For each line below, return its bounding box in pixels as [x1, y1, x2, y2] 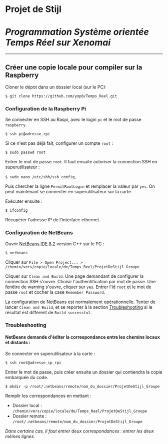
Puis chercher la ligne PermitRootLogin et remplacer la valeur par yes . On [5, 183, 155, 189]
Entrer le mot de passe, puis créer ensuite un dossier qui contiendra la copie [5, 369, 162, 375]
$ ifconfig [5, 208, 28, 213]
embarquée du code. [5, 374, 48, 380]
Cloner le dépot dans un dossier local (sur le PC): [5, 84, 106, 90]
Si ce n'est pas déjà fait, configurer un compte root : [5, 140, 113, 146]
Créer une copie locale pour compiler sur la [5, 63, 142, 71]
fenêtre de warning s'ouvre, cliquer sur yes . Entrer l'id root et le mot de [5, 284, 151, 290]
